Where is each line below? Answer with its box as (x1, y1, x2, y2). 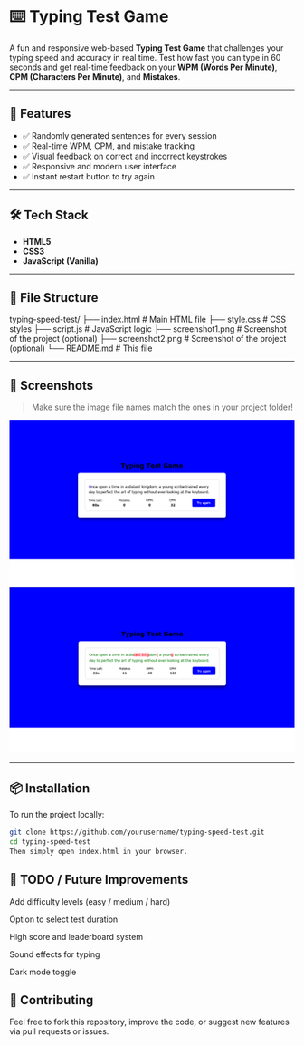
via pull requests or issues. (9, 1026, 109, 1037)
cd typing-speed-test (9, 838, 91, 847)
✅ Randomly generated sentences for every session (22, 130, 217, 140)
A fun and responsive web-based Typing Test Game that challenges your (9, 42, 284, 53)
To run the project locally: (9, 809, 105, 820)
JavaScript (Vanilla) (22, 255, 100, 266)
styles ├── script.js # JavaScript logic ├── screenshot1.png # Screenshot (9, 324, 288, 334)
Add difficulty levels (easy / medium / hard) (9, 896, 171, 906)
